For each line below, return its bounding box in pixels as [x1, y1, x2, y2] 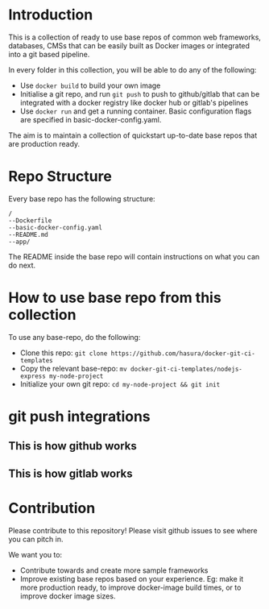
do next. [8, 260, 36, 270]
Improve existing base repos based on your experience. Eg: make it [19, 574, 244, 583]
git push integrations [8, 408, 151, 425]
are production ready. [8, 139, 81, 148]
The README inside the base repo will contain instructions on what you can [8, 251, 260, 261]
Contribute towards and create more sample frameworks [19, 565, 209, 575]
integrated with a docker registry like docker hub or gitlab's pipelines [19, 97, 249, 107]
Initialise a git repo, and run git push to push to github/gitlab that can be [19, 89, 260, 98]
